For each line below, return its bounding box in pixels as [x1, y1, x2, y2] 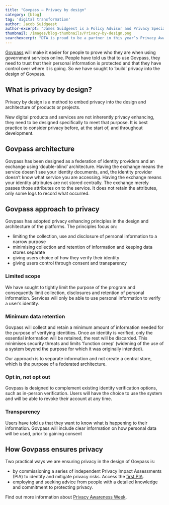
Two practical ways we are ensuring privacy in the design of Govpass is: [5, 459, 155, 465]
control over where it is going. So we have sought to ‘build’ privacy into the [5, 65, 160, 71]
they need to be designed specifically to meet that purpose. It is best [5, 119, 148, 125]
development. [5, 130, 34, 136]
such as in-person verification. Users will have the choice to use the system [5, 390, 162, 397]
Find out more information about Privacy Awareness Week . [5, 494, 127, 500]
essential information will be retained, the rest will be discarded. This [5, 335, 147, 341]
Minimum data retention [5, 313, 65, 320]
